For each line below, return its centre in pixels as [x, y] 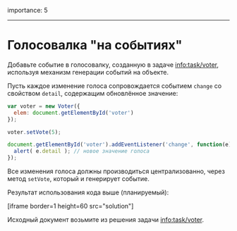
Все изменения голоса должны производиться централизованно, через [116, 171]
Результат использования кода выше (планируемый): [88, 192]
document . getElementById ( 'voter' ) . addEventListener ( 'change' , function [115, 145]
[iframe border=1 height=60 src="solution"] [71, 206]
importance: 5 [28, 10]
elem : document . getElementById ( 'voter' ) [74, 113]
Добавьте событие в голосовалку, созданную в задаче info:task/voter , [113, 64]
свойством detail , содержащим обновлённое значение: [93, 93]
